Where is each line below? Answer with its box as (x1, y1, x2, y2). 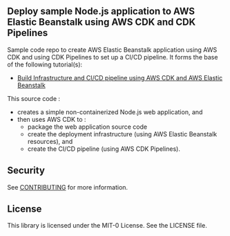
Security (7, 165, 45, 176)
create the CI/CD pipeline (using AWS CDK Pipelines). (27, 145, 181, 153)
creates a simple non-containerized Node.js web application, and (17, 107, 203, 116)
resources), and (27, 137, 73, 145)
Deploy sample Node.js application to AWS (7, 6, 195, 17)
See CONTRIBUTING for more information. (7, 183, 128, 191)
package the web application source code (27, 122, 147, 131)
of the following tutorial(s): (7, 60, 83, 69)
